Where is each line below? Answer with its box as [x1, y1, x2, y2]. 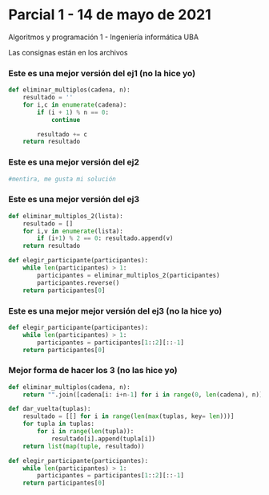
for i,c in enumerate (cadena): [22, 100, 127, 109]
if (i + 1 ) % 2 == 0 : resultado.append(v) [37, 234, 174, 242]
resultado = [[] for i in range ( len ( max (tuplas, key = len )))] [22, 412, 235, 420]
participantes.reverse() [37, 278, 120, 286]
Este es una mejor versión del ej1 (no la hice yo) [8, 67, 196, 79]
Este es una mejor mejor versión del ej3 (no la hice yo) [8, 305, 223, 316]
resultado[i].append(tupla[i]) [50, 435, 156, 443]
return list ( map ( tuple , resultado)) [22, 442, 146, 450]
